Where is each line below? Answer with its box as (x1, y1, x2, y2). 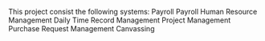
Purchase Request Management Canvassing (8, 24, 155, 33)
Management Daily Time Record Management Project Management (8, 15, 231, 25)
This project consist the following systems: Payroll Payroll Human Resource (8, 7, 258, 16)
